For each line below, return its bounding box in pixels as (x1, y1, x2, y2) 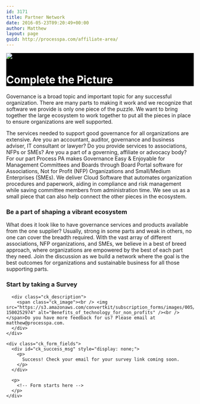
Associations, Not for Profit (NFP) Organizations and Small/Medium (6, 167, 171, 174)
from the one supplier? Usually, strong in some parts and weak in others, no (6, 227, 192, 235)
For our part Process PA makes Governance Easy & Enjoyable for (6, 155, 165, 162)
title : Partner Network (6, 14, 65, 20)
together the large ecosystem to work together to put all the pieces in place (6, 111, 191, 119)
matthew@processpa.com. (6, 320, 65, 326)
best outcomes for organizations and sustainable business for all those (6, 259, 180, 267)
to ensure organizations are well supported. (6, 118, 113, 125)
